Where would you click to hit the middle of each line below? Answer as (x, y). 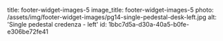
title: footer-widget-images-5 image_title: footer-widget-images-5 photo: (110, 10)
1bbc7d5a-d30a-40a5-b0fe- (149, 24)
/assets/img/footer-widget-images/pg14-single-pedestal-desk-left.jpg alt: (112, 17)
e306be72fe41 (28, 31)
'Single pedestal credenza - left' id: (57, 24)
